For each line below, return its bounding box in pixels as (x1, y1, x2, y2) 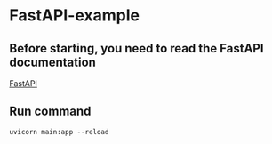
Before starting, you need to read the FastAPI (9, 41, 264, 56)
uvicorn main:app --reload (9, 127, 109, 136)
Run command (9, 104, 92, 119)
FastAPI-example (9, 5, 140, 26)
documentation (9, 54, 96, 69)
